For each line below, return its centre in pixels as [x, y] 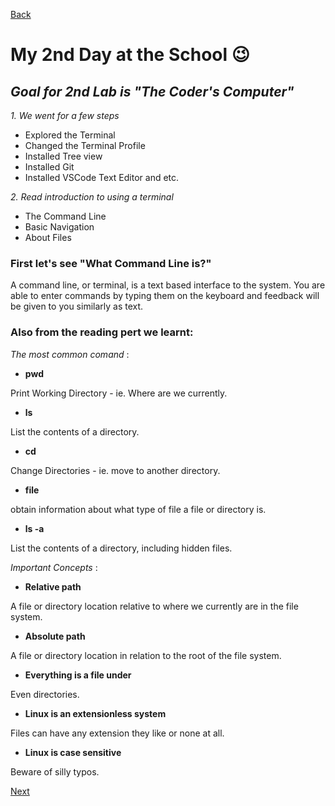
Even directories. [45, 694]
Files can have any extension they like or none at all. [117, 733]
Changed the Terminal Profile [85, 145]
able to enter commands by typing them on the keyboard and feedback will [165, 296]
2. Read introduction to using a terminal [92, 197]
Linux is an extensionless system [95, 713]
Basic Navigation [59, 227]
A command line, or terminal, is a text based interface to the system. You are [168, 285]
